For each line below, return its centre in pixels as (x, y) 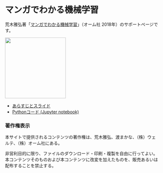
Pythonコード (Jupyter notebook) (45, 112)
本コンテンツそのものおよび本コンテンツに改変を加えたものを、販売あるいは (81, 160)
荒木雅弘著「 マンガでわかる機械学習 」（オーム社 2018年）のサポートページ (79, 24)
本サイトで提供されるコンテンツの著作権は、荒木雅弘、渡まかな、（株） (76, 137)
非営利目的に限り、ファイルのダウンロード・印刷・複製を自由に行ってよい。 (81, 154)
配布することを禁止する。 (31, 166)
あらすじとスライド (31, 105)
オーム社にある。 (45, 143)
